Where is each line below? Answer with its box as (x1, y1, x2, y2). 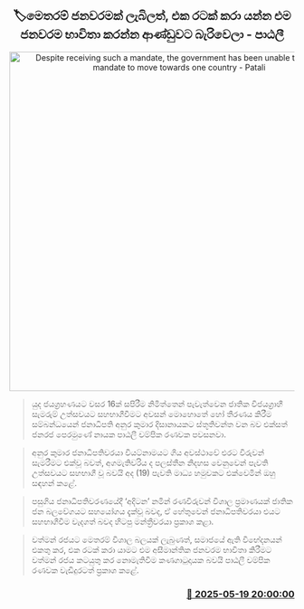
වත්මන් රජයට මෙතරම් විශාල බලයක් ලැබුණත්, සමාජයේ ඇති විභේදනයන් (31, 534, 282, 545)
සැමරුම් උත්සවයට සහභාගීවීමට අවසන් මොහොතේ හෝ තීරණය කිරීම (31, 408, 272, 419)
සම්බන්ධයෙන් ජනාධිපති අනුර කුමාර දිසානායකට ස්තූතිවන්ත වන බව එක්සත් (31, 418, 288, 429)
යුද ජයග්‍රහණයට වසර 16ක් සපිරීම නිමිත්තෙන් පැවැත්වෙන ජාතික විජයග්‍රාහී (31, 398, 283, 409)
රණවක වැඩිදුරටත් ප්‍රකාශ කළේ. (31, 565, 139, 576)
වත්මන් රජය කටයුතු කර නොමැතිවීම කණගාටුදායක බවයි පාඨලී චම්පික (31, 554, 271, 565)
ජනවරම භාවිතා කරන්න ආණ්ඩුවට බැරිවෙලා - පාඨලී (19, 27, 285, 43)
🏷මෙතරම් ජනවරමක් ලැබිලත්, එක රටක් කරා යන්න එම (13, 8, 291, 24)
